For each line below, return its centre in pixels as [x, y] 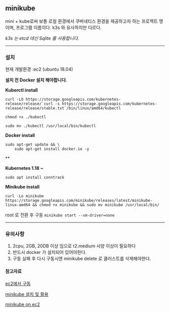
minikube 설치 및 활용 [27, 294]
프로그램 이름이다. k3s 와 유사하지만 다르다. [59, 27]
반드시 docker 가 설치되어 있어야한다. [50, 252]
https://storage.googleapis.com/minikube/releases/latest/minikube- [79, 201]
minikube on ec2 [23, 304]
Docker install [20, 136]
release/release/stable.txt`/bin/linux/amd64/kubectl [63, 108]
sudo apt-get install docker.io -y [52, 149]
